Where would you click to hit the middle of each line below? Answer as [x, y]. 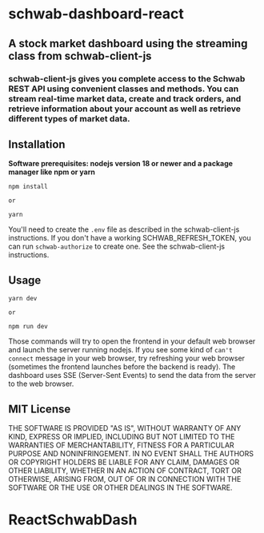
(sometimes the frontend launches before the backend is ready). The [122, 367]
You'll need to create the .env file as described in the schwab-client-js [124, 229]
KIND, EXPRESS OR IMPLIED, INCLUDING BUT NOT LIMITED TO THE [122, 436]
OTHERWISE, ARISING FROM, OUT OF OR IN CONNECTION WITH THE [125, 479]
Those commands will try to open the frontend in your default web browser [132, 341]
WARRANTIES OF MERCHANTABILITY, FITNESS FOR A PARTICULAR [121, 445]
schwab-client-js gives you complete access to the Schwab [127, 78]
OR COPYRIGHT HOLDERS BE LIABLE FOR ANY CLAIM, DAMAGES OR [124, 462]
